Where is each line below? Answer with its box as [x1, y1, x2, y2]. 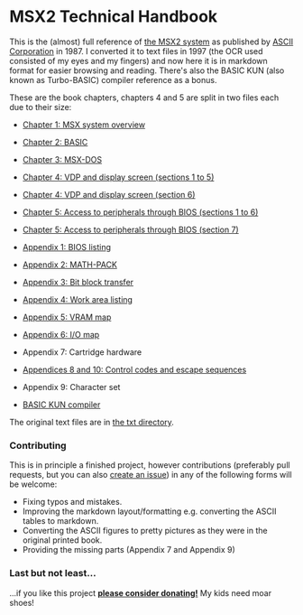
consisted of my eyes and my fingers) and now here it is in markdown [9, 55, 268, 66]
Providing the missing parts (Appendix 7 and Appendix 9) [22, 545, 236, 555]
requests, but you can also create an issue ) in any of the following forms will [9, 470, 292, 480]
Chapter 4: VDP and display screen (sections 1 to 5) [22, 172, 215, 182]
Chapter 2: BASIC [22, 136, 88, 147]
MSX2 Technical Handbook [9, 6, 218, 27]
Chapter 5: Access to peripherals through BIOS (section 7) [22, 224, 239, 235]
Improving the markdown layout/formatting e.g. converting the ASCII [22, 506, 277, 517]
